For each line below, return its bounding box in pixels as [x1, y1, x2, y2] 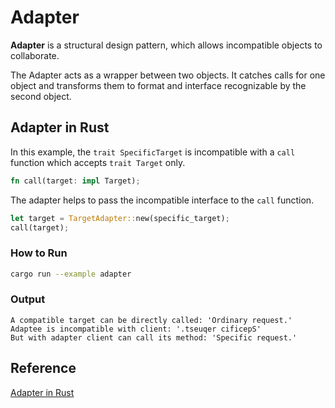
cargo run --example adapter [10, 269, 132, 279]
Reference [10, 360, 77, 377]
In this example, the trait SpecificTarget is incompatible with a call [10, 146, 296, 158]
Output [10, 292, 46, 306]
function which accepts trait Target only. [10, 156, 186, 168]
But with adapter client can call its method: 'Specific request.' [10, 332, 298, 343]
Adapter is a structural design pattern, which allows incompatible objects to [10, 39, 323, 51]
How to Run [10, 246, 68, 260]
